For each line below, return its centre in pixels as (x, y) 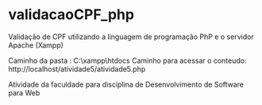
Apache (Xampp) (36, 45)
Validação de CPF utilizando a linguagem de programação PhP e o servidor (131, 37)
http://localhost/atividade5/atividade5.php (77, 68)
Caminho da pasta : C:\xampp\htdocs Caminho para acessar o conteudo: (127, 60)
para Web (24, 92)
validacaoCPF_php (71, 15)
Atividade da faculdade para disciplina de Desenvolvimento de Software (126, 84)
